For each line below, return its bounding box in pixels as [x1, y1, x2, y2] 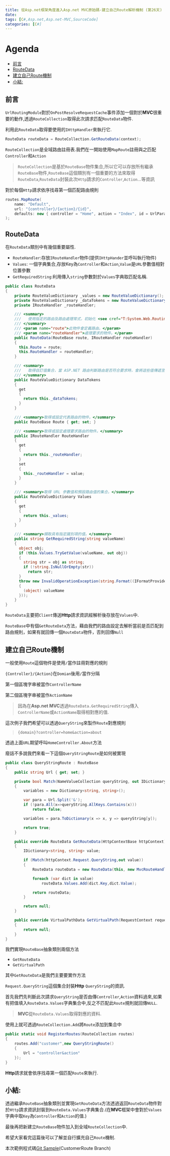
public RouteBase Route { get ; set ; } [14, 419, 96, 424]
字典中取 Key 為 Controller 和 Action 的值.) [5, 1113, 87, 1119]
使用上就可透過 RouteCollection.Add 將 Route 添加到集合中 [5, 1021, 122, 1028]
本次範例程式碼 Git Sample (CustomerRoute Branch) [5, 1145, 111, 1151]
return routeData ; [32, 890, 71, 895]
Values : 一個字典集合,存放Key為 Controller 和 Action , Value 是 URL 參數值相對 [12, 261, 165, 267]
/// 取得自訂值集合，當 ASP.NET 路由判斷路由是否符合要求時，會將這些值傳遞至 [14, 368, 165, 373]
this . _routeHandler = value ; [23, 471, 85, 476]
